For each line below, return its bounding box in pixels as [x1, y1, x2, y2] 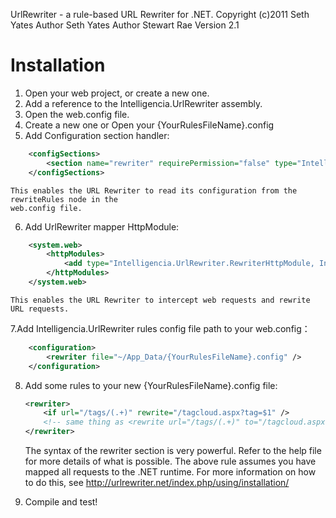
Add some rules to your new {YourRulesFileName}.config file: [24, 379, 278, 391]
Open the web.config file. [24, 108, 130, 120]
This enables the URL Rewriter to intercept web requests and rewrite [10, 295, 311, 305]
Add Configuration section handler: [24, 129, 170, 141]
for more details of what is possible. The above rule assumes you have [24, 455, 317, 468]
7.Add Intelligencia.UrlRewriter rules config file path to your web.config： [10, 322, 311, 334]
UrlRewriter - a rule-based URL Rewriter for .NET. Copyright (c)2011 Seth [10, 9, 310, 20]
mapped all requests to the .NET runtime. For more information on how [24, 466, 317, 478]
